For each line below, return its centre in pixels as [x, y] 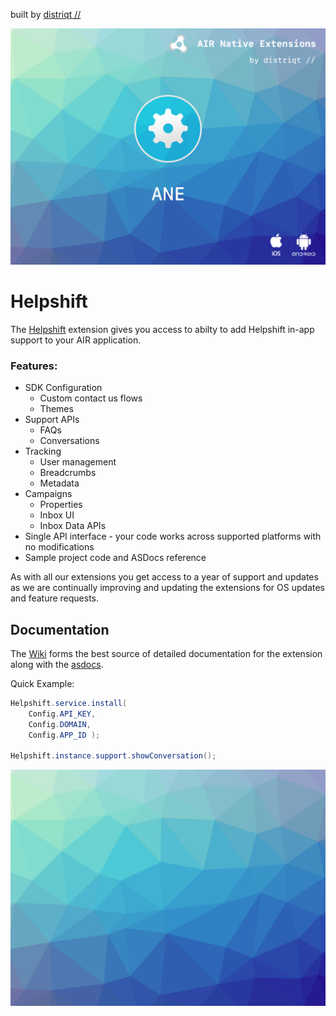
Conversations [69, 441]
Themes [56, 409]
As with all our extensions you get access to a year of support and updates [164, 577]
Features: [34, 366]
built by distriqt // [46, 14]
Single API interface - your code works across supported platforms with [173, 536]
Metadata [59, 483]
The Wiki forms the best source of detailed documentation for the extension [166, 654]
